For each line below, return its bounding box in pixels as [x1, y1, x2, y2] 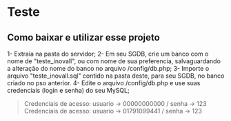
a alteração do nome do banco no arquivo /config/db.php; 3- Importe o [7, 65, 210, 72]
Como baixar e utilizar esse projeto [7, 32, 160, 43]
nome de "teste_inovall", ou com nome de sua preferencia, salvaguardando [7, 57, 221, 65]
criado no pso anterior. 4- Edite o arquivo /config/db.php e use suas [7, 79, 201, 87]
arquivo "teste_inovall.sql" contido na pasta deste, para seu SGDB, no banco [7, 71, 225, 80]
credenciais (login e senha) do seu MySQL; [7, 87, 130, 94]
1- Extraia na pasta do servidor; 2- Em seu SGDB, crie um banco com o [7, 49, 209, 58]
